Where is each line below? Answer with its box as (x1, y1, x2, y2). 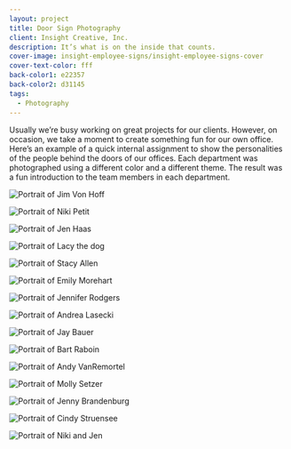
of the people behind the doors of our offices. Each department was (9, 152, 259, 164)
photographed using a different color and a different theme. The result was (9, 162, 283, 172)
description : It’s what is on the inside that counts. (9, 43, 216, 52)
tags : (9, 89, 29, 98)
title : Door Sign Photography (9, 23, 122, 33)
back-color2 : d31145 (9, 80, 86, 89)
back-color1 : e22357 (9, 71, 86, 80)
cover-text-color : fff (9, 61, 93, 70)
